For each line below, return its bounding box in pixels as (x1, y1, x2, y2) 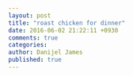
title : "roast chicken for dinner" (8, 19, 126, 27)
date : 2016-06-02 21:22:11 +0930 (8, 26, 119, 34)
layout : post (8, 11, 51, 20)
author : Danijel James (8, 48, 83, 56)
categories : (8, 41, 47, 49)
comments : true (8, 33, 59, 42)
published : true (8, 56, 62, 64)
